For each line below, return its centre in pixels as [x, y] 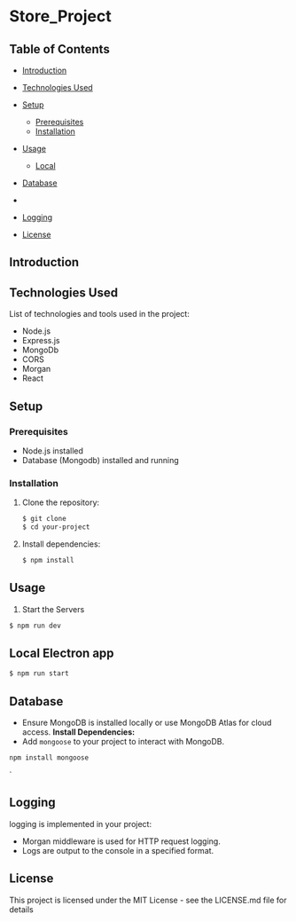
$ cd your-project [56, 527]
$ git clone [44, 519]
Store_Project [61, 16]
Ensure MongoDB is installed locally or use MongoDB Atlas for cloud [147, 722]
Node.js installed [53, 451]
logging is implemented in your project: [81, 823]
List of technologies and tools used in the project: [100, 314]
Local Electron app [62, 653]
